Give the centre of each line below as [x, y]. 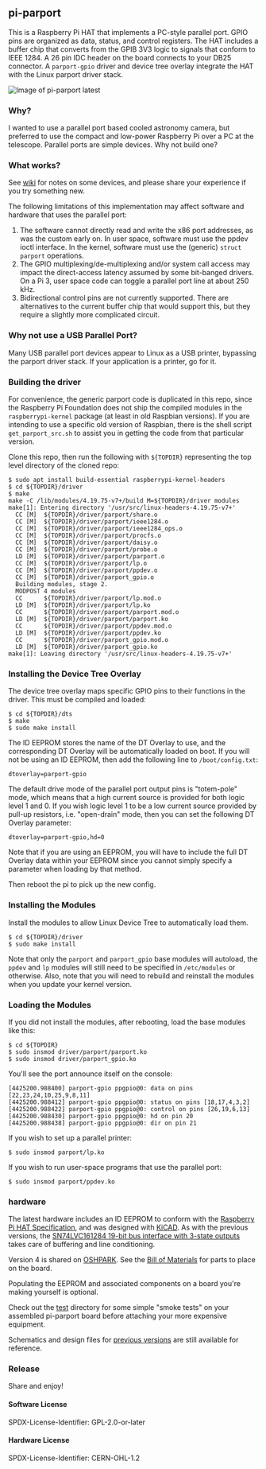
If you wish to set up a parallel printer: [70, 1137]
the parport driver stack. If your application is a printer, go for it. [112, 361]
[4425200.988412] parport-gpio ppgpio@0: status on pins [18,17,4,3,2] [129, 1102]
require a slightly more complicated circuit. [90, 315]
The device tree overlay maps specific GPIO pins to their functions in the [127, 691]
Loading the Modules [50, 1005]
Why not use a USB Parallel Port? [73, 336]
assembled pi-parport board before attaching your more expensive [118, 1316]
